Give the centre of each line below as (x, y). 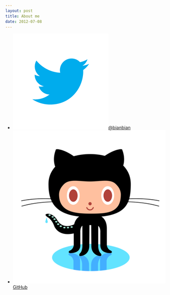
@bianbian (119, 128)
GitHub (20, 287)
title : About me (22, 16)
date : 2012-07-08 (24, 21)
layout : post (19, 11)
